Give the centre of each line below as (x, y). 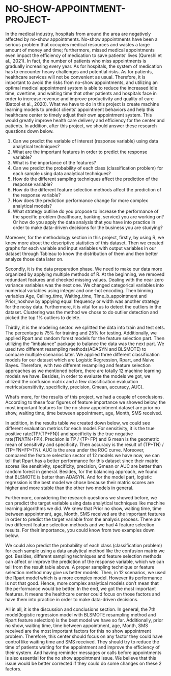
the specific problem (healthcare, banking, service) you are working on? (88, 216)
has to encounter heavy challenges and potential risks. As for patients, (79, 71)
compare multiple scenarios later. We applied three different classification (82, 354)
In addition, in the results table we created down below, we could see (78, 422)
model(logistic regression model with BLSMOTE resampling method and (81, 614)
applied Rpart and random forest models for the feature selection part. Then (85, 338)
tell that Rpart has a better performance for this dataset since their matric (82, 461)
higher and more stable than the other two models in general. (69, 488)
